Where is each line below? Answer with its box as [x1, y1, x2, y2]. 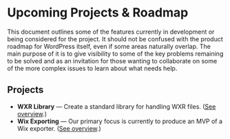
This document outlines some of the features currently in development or [7, 28, 215, 36]
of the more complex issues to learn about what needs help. [7, 64, 178, 72]
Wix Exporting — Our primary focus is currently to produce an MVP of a [17, 117, 222, 125]
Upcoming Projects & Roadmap [7, 5, 189, 21]
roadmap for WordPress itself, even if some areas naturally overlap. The [7, 42, 211, 50]
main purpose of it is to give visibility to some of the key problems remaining [7, 50, 224, 58]
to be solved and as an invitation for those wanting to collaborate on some [7, 56, 218, 65]
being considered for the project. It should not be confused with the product [7, 34, 224, 43]
